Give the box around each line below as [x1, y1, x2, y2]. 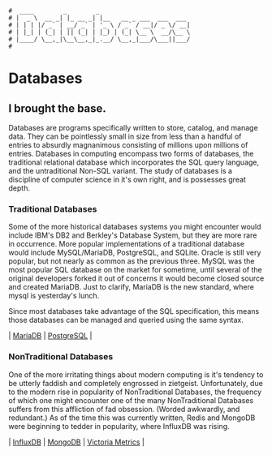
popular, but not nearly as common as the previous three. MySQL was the [8, 256, 255, 266]
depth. [8, 183, 31, 193]
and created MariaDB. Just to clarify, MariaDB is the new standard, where [8, 282, 254, 292]
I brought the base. [8, 101, 107, 115]
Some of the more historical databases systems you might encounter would [8, 222, 261, 232]
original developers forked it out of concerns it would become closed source [8, 273, 265, 283]
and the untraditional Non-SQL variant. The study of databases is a [8, 166, 233, 175]
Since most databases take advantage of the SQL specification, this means [8, 307, 260, 316]
